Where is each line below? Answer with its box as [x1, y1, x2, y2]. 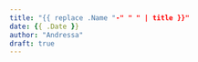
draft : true [9, 38, 55, 48]
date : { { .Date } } [9, 22, 79, 31]
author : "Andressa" [9, 30, 84, 39]
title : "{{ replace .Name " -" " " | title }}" [9, 13, 190, 23]
